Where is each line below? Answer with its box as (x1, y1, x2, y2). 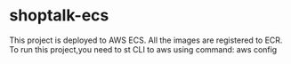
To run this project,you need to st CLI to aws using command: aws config (9, 44, 278, 54)
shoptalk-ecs (9, 5, 109, 26)
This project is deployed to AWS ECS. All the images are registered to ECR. (9, 35, 283, 45)
